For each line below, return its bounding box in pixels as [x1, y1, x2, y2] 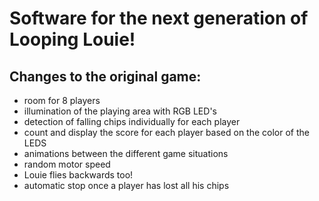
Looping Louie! [9, 28, 136, 51]
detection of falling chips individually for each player [23, 116, 241, 127]
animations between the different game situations [23, 148, 229, 159]
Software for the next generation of [9, 7, 309, 30]
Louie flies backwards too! [23, 169, 134, 181]
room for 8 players [23, 95, 101, 106]
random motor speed [23, 158, 111, 170]
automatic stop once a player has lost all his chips [23, 180, 230, 191]
